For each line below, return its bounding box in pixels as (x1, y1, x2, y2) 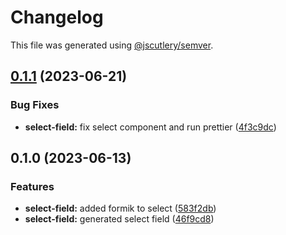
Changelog (10, 6, 104, 29)
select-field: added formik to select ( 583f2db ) (24, 202, 217, 215)
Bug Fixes (10, 98, 60, 112)
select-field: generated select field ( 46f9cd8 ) (24, 213, 215, 225)
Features (10, 179, 55, 193)
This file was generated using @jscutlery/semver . (10, 39, 214, 51)
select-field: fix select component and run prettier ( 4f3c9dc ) (24, 121, 277, 133)
